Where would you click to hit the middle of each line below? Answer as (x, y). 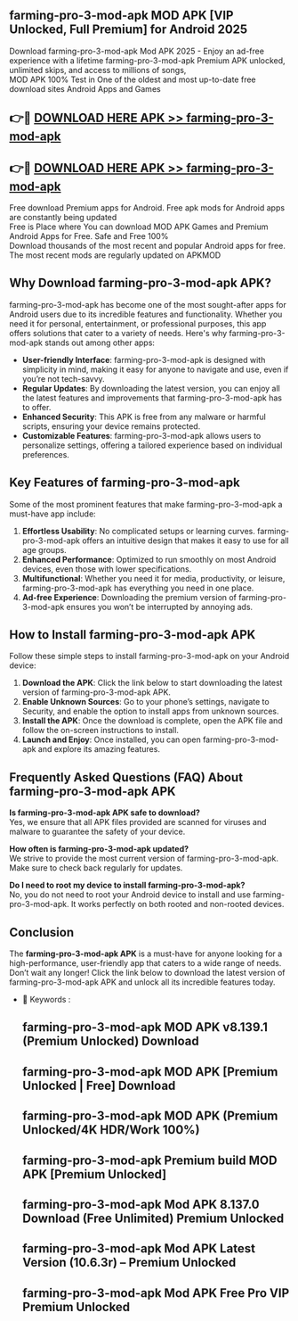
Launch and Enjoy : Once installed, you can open (112, 739)
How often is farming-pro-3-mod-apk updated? (99, 849)
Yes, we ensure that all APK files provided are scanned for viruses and (138, 822)
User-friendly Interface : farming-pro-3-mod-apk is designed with (144, 359)
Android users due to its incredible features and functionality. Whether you (146, 314)
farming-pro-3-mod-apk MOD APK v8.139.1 (145, 1027)
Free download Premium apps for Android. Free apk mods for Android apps (147, 208)
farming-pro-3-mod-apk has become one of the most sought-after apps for (148, 304)
